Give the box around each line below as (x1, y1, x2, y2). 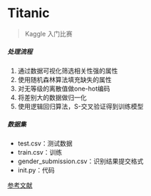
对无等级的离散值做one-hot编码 (17, 84, 110, 93)
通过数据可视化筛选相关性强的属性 (17, 66, 118, 75)
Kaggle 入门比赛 (24, 29, 73, 38)
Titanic (7, 5, 50, 21)
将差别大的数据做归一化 (17, 93, 87, 101)
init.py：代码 (17, 165, 55, 174)
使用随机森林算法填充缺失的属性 (17, 75, 112, 83)
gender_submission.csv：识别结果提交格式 (17, 157, 144, 165)
